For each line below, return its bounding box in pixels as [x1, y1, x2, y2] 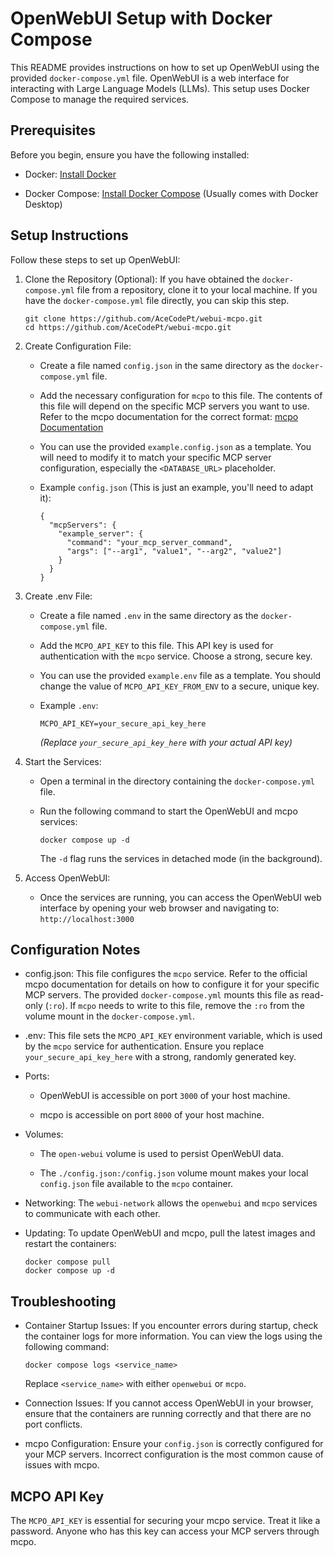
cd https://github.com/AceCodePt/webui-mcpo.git [24, 322, 232, 332]
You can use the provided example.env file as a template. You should [39, 669, 322, 681]
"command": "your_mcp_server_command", [66, 537, 233, 547]
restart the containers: [24, 1238, 117, 1250]
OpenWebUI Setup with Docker [10, 7, 273, 30]
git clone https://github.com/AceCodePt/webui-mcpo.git [24, 313, 263, 324]
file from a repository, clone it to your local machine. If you [76, 283, 318, 296]
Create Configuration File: [24, 340, 132, 352]
